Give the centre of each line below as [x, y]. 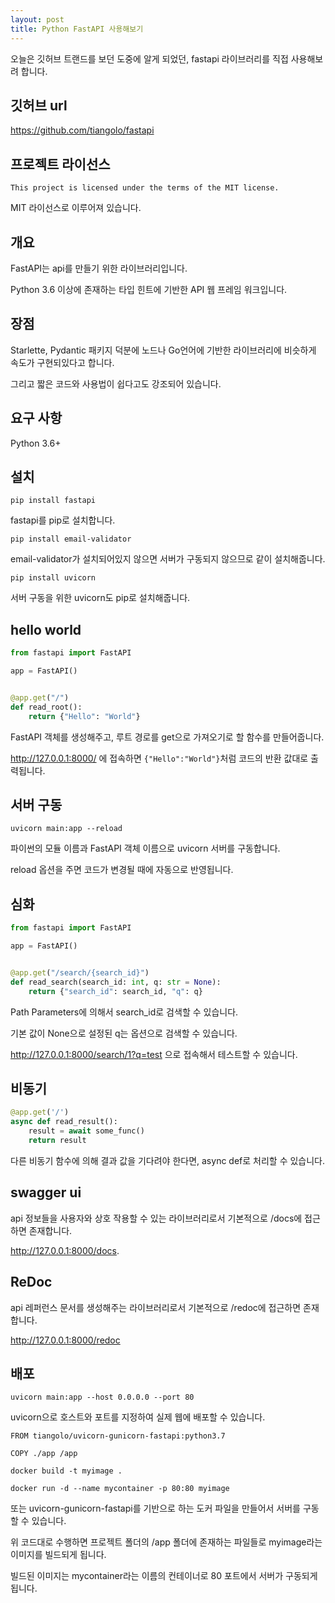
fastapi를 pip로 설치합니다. [63, 520]
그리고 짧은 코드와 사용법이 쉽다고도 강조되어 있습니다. [116, 383]
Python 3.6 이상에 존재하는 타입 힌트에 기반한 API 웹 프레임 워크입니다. [149, 289]
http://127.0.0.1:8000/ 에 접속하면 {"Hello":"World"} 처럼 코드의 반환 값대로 [159, 758]
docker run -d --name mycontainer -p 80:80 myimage [120, 1489]
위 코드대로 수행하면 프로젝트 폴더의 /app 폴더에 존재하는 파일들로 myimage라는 [166, 1542]
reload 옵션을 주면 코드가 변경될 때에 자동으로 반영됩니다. [122, 870]
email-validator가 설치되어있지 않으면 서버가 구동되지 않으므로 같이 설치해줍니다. [168, 559]
